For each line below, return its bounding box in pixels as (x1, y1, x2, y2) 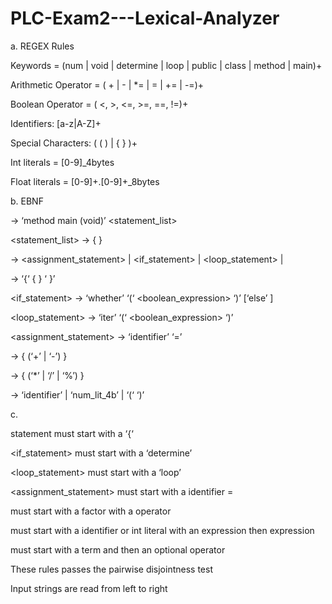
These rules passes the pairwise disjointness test (10, 563, 213, 575)
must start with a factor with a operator (10, 505, 172, 517)
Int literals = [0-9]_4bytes (10, 156, 115, 168)
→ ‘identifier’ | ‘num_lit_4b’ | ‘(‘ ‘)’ (10, 388, 145, 401)
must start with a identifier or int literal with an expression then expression (10, 524, 315, 536)
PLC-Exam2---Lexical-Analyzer (10, 7, 280, 30)
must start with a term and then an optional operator (10, 543, 226, 556)
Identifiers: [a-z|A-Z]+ (10, 117, 102, 129)
